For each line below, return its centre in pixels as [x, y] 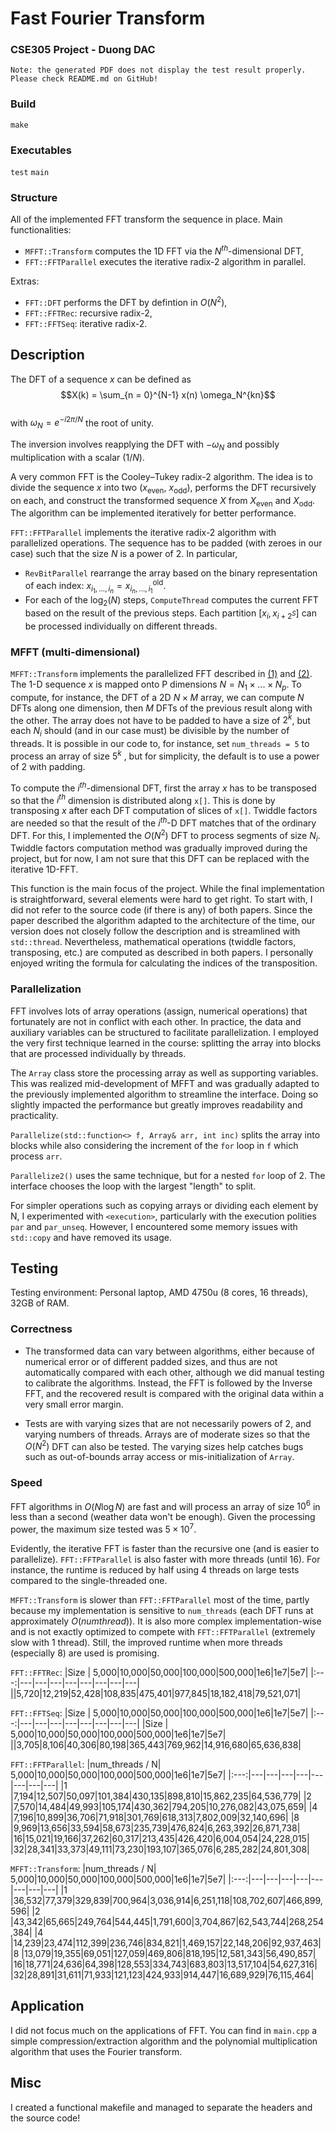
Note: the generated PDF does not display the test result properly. [158, 70]
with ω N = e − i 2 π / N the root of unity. [82, 423]
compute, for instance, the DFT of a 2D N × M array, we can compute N [157, 697]
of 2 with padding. [48, 766]
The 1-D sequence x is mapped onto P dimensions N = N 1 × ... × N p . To [156, 685]
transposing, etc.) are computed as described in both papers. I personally [162, 953]
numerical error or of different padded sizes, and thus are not [151, 1361]
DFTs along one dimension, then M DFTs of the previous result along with [161, 708]
